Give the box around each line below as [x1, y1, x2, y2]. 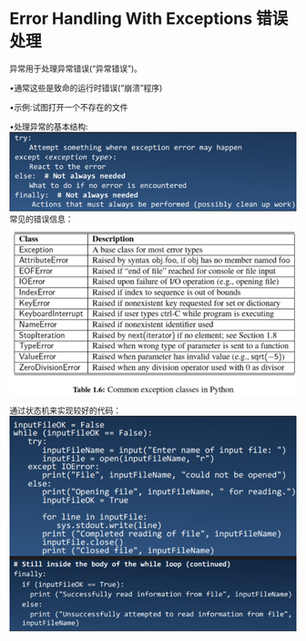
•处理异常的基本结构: [9, 120, 88, 132]
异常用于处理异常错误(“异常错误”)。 [9, 63, 143, 74]
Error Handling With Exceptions [9, 8, 253, 29]
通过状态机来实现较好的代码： [9, 405, 121, 416]
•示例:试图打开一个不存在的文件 [9, 101, 128, 112]
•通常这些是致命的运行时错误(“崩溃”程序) [9, 82, 163, 93]
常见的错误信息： [9, 213, 74, 224]
